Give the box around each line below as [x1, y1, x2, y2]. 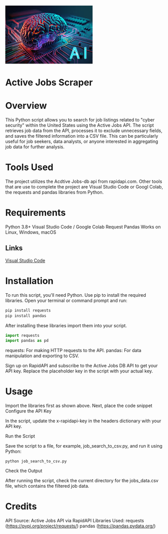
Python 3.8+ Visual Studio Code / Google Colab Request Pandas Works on [5, 224, 161, 230]
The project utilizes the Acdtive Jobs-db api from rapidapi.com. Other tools [5, 178, 162, 184]
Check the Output [5, 468, 43, 474]
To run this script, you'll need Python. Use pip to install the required [5, 292, 146, 298]
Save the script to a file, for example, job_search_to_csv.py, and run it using [5, 443, 162, 449]
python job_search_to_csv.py [5, 459, 67, 464]
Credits [5, 501, 37, 512]
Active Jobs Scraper [5, 77, 93, 88]
